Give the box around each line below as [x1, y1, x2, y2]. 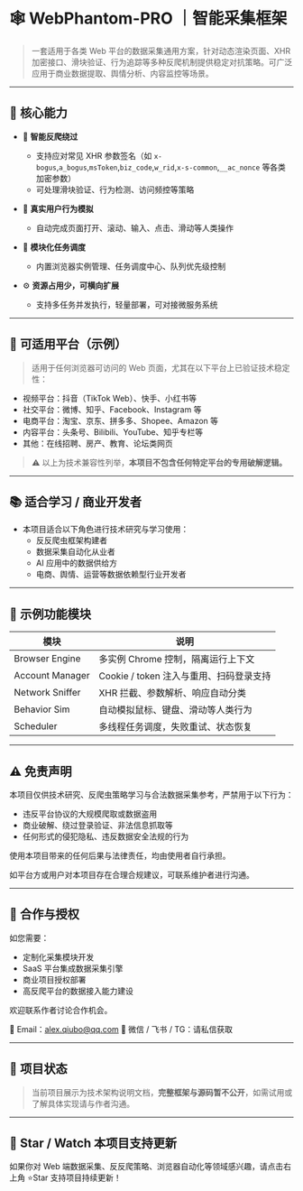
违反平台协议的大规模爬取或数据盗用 [22, 808, 158, 819]
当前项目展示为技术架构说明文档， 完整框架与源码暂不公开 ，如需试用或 [31, 1086, 293, 1097]
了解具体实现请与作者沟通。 [31, 1098, 135, 1109]
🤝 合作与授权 [9, 907, 79, 922]
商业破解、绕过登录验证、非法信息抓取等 [22, 820, 173, 830]
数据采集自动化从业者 [35, 547, 115, 558]
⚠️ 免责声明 [9, 763, 72, 779]
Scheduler [14, 720, 58, 733]
